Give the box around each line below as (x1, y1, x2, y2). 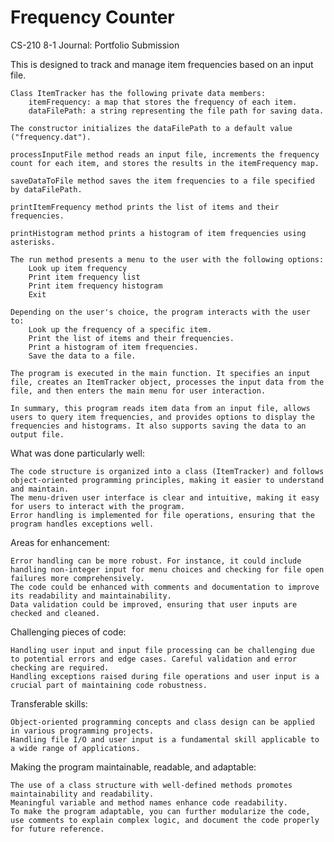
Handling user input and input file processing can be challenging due (10, 645, 315, 655)
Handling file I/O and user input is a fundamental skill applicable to (10, 734, 320, 745)
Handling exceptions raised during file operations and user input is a (10, 671, 320, 681)
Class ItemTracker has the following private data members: (10, 88, 267, 98)
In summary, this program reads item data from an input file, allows (10, 403, 311, 413)
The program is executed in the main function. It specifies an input (10, 368, 311, 378)
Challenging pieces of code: (10, 626, 127, 638)
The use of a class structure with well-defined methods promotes (10, 780, 293, 790)
